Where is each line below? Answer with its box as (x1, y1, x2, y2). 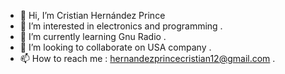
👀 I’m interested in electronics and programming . (19, 20, 223, 32)
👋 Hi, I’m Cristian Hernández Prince (19, 10, 166, 21)
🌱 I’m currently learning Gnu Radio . (19, 31, 167, 42)
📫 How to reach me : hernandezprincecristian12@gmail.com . (19, 53, 276, 64)
